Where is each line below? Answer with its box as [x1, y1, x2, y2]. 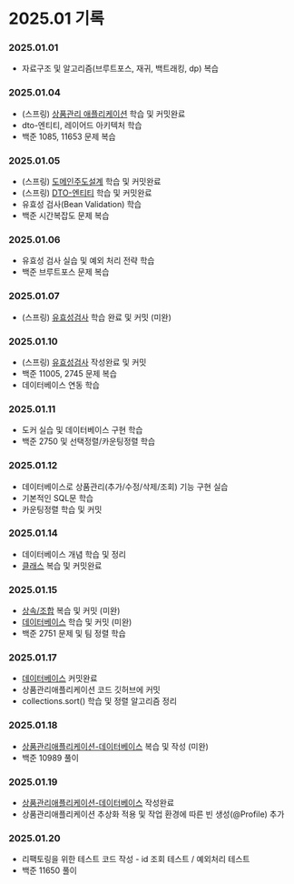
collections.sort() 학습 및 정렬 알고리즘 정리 [21, 696, 178, 707]
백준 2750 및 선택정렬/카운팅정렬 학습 [21, 436, 156, 447]
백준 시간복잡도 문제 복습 [21, 210, 110, 221]
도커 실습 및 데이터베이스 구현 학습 [21, 425, 143, 436]
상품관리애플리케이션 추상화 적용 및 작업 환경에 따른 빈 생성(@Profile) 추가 [21, 809, 285, 819]
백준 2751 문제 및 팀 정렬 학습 [21, 628, 126, 639]
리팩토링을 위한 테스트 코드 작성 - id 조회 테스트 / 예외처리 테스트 [21, 854, 250, 865]
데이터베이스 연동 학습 [21, 379, 101, 390]
